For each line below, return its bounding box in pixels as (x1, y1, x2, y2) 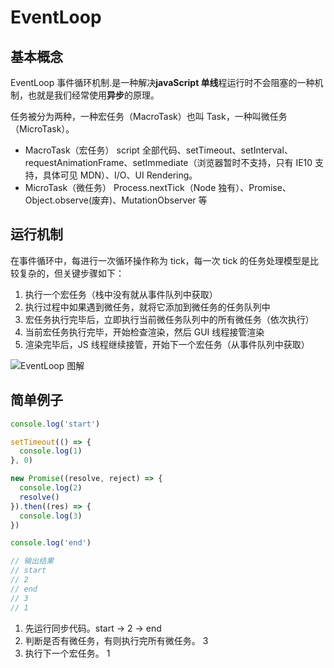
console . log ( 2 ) (19, 483, 83, 493)
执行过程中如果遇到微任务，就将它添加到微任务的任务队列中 (24, 301, 271, 313)
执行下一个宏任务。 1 (24, 647, 111, 659)
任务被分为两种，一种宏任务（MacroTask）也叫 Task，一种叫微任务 (10, 111, 288, 122)
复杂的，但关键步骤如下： (18, 267, 125, 279)
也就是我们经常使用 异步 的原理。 (27, 89, 160, 101)
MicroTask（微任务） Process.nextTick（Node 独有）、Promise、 (24, 182, 292, 193)
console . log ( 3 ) (19, 511, 83, 521)
